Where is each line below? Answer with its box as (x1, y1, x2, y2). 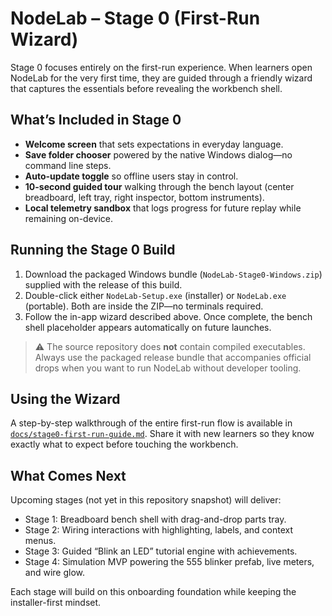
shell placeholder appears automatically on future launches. (24, 321, 272, 333)
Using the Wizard (10, 390, 121, 407)
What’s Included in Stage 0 (10, 112, 182, 129)
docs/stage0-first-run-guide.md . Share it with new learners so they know (10, 428, 315, 440)
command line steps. (24, 159, 112, 171)
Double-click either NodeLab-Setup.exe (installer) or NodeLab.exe (24, 289, 287, 301)
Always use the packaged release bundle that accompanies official (34, 351, 312, 363)
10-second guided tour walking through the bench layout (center (24, 180, 295, 192)
